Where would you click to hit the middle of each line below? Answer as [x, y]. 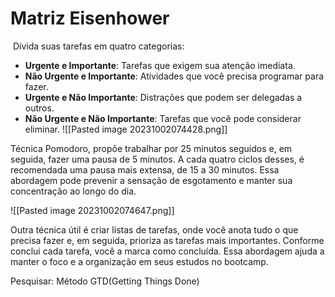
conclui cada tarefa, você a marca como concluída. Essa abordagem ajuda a [167, 251]
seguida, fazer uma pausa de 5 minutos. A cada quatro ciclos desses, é [157, 159]
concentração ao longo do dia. [73, 191]
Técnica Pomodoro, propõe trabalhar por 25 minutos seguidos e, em [151, 148]
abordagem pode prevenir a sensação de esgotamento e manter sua [151, 180]
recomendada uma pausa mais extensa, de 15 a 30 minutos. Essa [145, 169]
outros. [39, 108]
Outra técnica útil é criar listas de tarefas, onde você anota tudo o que [154, 229]
